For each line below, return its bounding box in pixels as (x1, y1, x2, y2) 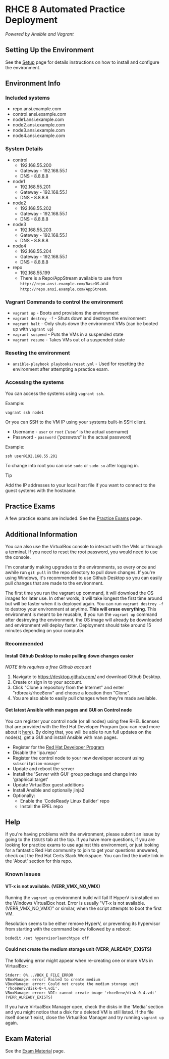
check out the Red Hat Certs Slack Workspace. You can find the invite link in (5, 853, 164, 859)
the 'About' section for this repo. (5, 858, 72, 864)
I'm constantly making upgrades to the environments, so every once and (5, 564, 156, 570)
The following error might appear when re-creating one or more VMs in (5, 957, 153, 963)
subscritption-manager (12, 761, 61, 766)
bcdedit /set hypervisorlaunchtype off (5, 936, 89, 941)
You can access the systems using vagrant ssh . (5, 390, 105, 396)
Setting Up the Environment (5, 46, 94, 54)
